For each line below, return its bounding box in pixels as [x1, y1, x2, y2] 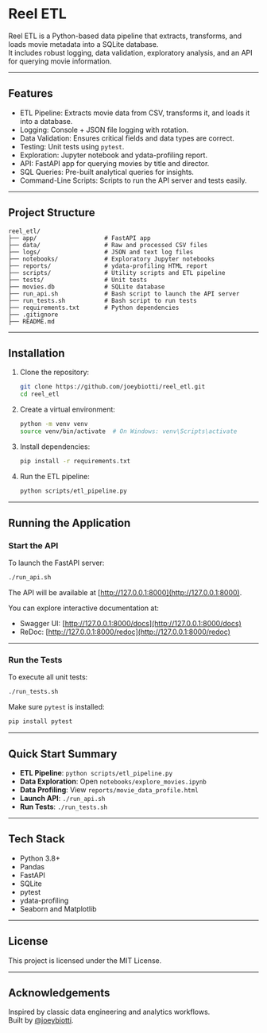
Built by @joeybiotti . [8, 1016, 74, 1025]
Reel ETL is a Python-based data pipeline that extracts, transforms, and [8, 31, 242, 41]
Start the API [8, 540, 59, 551]
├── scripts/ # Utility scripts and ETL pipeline [8, 269, 226, 277]
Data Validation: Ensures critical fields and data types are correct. [19, 133, 234, 143]
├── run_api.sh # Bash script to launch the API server [8, 289, 240, 298]
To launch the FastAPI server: [8, 558, 105, 568]
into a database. [19, 116, 73, 126]
